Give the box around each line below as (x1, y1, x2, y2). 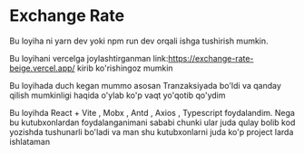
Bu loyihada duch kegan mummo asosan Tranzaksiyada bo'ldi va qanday (9, 80, 281, 91)
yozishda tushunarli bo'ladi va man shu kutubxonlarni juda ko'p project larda (9, 126, 294, 137)
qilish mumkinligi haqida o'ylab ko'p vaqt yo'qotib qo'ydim (9, 90, 226, 101)
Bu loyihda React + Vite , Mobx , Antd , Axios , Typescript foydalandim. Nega (9, 107, 295, 118)
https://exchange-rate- (167, 53, 254, 63)
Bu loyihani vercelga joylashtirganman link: (9, 53, 169, 63)
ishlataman (9, 136, 51, 147)
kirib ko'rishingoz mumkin (76, 63, 174, 73)
